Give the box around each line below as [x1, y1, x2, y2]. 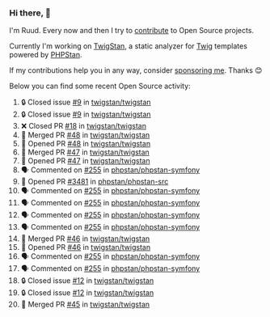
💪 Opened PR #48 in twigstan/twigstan [20, 139, 151, 149]
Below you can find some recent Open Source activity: [9, 81, 191, 91]
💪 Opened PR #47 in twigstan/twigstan [20, 156, 150, 166]
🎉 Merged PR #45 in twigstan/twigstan [20, 299, 150, 310]
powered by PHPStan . [9, 50, 83, 60]
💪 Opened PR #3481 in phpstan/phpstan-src [20, 177, 169, 187]
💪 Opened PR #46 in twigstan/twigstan [20, 243, 151, 252]
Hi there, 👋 [9, 7, 52, 19]
